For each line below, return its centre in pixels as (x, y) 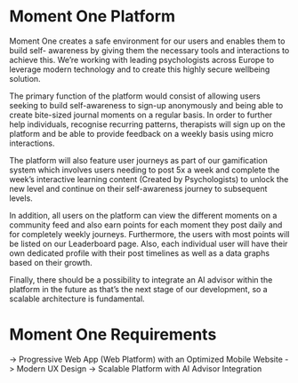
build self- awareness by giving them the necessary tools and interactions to (149, 50)
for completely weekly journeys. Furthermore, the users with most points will (149, 234)
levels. (21, 198)
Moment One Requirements (113, 335)
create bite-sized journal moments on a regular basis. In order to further (141, 115)
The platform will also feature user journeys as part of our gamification (139, 160)
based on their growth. (51, 262)
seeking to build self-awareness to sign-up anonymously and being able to (146, 105)
